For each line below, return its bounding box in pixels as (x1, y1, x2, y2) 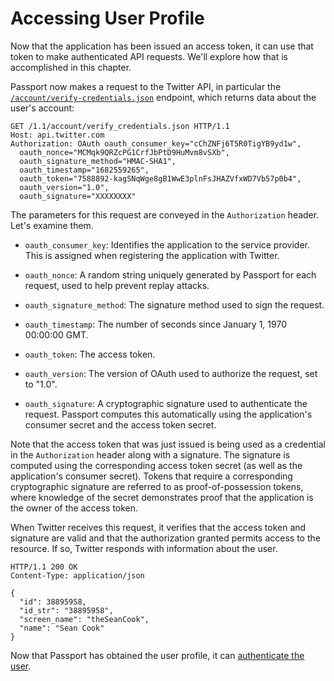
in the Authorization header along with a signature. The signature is (10, 448, 291, 461)
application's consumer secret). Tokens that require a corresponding (10, 470, 293, 482)
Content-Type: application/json (10, 570, 145, 581)
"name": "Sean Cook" (19, 623, 105, 633)
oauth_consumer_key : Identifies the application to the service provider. (24, 238, 311, 251)
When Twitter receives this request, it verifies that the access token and (10, 521, 307, 533)
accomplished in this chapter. (10, 61, 132, 73)
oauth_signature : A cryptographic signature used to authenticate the (24, 397, 308, 409)
